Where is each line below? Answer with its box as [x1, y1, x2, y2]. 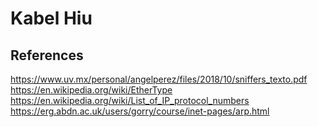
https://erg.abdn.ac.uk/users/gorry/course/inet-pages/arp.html [10, 105, 270, 117]
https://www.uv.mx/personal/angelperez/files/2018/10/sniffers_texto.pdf [10, 73, 308, 85]
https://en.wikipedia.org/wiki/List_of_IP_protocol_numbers [10, 95, 250, 106]
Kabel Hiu [10, 7, 93, 30]
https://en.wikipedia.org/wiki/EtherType [10, 84, 173, 96]
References [10, 47, 84, 64]
